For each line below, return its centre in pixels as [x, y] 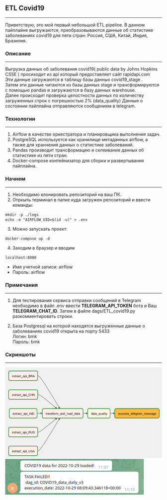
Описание [18, 53]
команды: [23, 205]
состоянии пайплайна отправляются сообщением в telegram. [71, 106]
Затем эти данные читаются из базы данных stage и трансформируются [82, 85]
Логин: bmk [25, 336]
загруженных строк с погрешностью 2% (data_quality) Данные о [74, 101]
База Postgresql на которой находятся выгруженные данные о [79, 326]
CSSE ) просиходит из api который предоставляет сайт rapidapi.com [78, 75]
